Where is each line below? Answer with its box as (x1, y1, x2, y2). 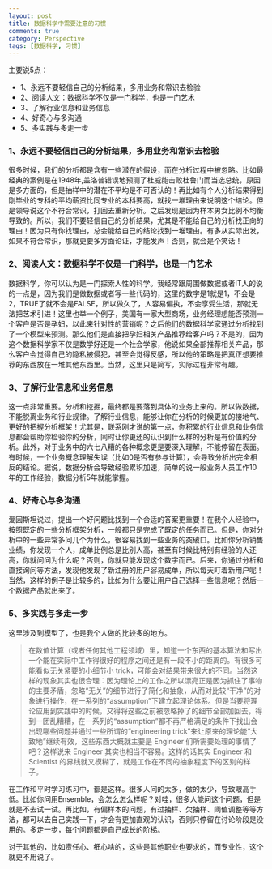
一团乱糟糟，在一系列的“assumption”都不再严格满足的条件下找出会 (35, 716, 258, 726)
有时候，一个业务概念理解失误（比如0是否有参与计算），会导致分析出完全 (8, 452, 251, 462)
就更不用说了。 (8, 852, 58, 862)
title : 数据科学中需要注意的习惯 (8, 19, 107, 28)
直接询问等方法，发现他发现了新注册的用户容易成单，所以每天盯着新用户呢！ (8, 565, 264, 576)
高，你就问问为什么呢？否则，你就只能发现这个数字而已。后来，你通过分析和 (8, 555, 264, 565)
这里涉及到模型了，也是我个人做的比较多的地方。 (8, 627, 172, 637)
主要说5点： (8, 66, 49, 75)
